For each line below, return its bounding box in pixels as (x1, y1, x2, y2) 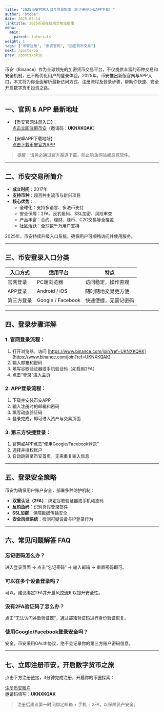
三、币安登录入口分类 (5, 254, 69, 262)
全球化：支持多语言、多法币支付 (19, 205, 84, 210)
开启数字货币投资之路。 (5, 85, 52, 91)
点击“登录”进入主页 (12, 372, 51, 378)
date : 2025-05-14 (5, 16, 41, 21)
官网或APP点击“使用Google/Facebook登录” (12, 441, 99, 447)
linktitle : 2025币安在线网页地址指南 (5, 21, 75, 26)
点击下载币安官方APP (12, 142, 55, 148)
